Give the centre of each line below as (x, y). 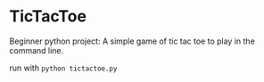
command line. (37, 50)
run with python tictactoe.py (63, 68)
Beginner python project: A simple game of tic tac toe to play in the (132, 41)
